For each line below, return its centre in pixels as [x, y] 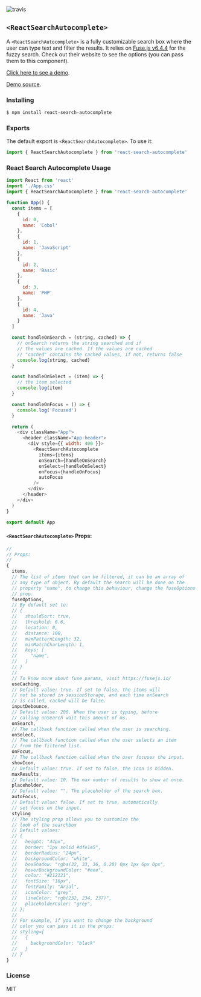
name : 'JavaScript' [46, 248]
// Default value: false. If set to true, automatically [85, 802]
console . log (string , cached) [54, 360]
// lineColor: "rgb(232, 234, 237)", [62, 898]
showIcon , [24, 763]
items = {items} [56, 455]
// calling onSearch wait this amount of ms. [70, 718]
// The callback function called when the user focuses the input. [98, 758]
